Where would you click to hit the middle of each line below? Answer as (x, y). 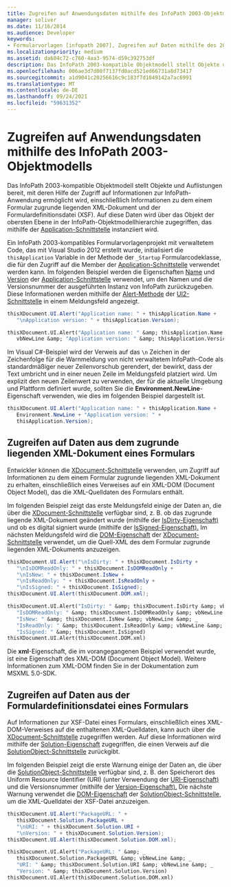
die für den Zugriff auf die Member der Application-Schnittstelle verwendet (113, 264)
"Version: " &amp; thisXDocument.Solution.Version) (92, 871)
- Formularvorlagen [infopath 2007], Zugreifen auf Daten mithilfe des (112, 45)
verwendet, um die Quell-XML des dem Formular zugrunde (127, 542)
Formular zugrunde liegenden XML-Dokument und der (84, 207)
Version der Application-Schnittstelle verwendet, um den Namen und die (110, 279)
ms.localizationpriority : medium (55, 52)
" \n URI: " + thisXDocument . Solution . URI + (78, 826)
